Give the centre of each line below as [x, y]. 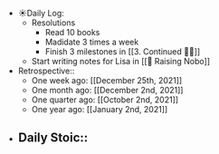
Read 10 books [72, 32]
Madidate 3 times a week [92, 42]
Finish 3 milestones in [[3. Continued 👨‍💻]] [123, 52]
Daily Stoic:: [53, 138]
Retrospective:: [46, 71]
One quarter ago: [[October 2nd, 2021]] [105, 100]
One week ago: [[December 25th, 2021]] [107, 80]
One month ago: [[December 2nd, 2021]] [107, 90]
